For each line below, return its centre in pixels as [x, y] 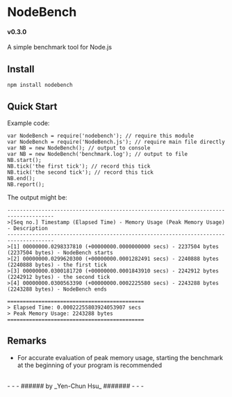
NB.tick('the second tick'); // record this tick [81, 172]
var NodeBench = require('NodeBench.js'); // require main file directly [116, 142]
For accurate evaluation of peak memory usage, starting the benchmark [120, 357]
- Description [28, 229]
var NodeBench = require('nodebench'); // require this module [101, 136]
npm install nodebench [40, 85]
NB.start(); [24, 161]
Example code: [28, 123]
